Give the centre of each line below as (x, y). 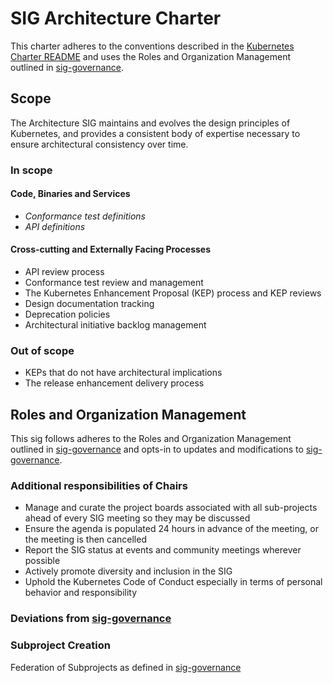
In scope (31, 170)
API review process (64, 272)
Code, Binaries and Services (70, 194)
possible (42, 561)
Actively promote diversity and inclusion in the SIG (128, 571)
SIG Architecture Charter (116, 18)
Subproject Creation (60, 645)
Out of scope (42, 350)
